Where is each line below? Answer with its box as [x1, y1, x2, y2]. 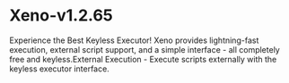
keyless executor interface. [9, 63, 109, 74]
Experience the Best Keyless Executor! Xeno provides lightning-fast [9, 35, 259, 46]
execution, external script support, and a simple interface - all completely [9, 44, 280, 54]
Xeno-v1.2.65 [9, 5, 114, 26]
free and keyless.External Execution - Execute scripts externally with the [9, 54, 277, 64]
